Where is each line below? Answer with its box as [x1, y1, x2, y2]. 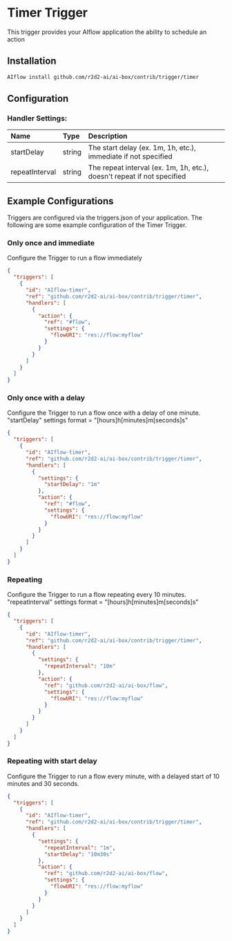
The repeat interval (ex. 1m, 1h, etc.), [88, 163, 209, 172]
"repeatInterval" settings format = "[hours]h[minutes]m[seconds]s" [7, 598, 199, 607]
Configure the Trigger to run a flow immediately [7, 254, 143, 262]
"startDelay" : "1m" [43, 481, 100, 488]
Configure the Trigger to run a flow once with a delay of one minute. [7, 409, 201, 417]
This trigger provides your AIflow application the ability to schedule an [7, 28, 207, 36]
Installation [7, 55, 57, 67]
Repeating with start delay [7, 756, 98, 766]
